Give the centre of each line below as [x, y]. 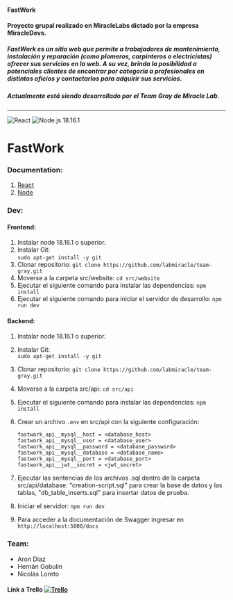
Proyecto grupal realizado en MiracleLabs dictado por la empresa [103, 26]
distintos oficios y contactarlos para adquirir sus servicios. [95, 78]
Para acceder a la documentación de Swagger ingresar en [100, 520]
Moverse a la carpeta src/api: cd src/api [75, 389]
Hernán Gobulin [40, 566]
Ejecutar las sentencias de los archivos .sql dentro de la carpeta [109, 478]
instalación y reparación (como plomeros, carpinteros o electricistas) [110, 56]
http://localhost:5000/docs [58, 526]
